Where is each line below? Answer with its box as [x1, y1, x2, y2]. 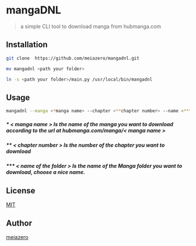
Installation [6, 40, 48, 50]
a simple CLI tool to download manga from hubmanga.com [20, 23, 162, 30]
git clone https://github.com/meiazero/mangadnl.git [6, 55, 140, 61]
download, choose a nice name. [6, 169, 86, 176]
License [6, 185, 36, 196]
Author [6, 218, 32, 228]
